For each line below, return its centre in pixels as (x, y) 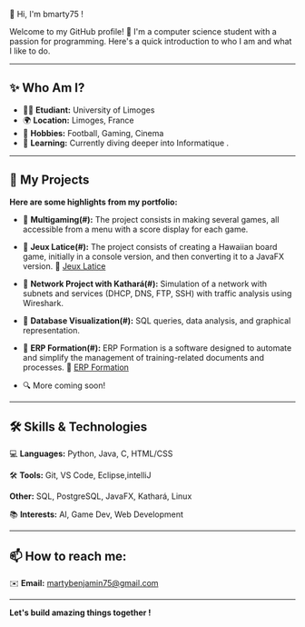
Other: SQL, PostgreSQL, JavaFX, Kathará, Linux (101, 496)
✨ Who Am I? (47, 88)
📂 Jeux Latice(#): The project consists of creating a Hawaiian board (150, 246)
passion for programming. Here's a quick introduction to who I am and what (151, 41)
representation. (51, 330)
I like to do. (30, 51)
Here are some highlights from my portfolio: (93, 202)
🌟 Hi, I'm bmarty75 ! (47, 14)
